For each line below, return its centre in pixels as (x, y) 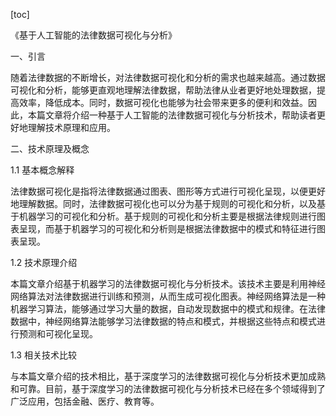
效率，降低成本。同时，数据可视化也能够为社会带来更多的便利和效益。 (163, 102)
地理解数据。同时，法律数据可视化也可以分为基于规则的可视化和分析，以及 (163, 203)
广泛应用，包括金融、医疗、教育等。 (85, 401)
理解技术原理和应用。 (71, 127)
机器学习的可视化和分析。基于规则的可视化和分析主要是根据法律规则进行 (167, 216)
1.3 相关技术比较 (43, 355)
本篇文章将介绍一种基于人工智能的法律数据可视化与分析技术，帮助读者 (172, 115)
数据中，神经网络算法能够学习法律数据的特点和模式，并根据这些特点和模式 (163, 321)
